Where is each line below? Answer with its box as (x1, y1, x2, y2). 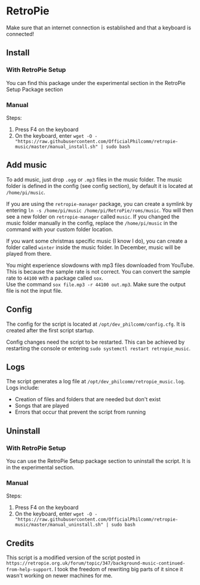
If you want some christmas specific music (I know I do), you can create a (6, 237, 188, 244)
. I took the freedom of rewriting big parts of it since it (51, 566, 183, 573)
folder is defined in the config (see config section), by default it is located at (6, 182, 193, 189)
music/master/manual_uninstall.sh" (14, 522, 104, 528)
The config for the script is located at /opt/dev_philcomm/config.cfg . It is (6, 320, 186, 328)
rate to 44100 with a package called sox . (6, 274, 103, 281)
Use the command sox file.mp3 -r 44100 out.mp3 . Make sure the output (6, 280, 186, 288)
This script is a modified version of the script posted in (6, 554, 140, 561)
